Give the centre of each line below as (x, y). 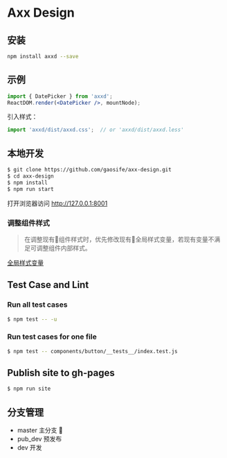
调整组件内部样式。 (64, 248)
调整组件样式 (29, 223)
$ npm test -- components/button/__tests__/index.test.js (92, 351)
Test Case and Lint (48, 285)
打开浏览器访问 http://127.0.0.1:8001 (57, 203)
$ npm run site (29, 389)
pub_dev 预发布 (39, 439)
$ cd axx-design (30, 176)
